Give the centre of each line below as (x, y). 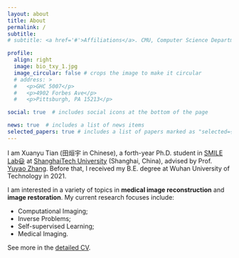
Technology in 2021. (37, 176)
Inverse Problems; (44, 218)
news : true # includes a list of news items (76, 125)
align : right (33, 60)
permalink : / (27, 27)
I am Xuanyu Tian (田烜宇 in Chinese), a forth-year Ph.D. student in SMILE (115, 153)
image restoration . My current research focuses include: (91, 197)
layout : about (28, 14)
